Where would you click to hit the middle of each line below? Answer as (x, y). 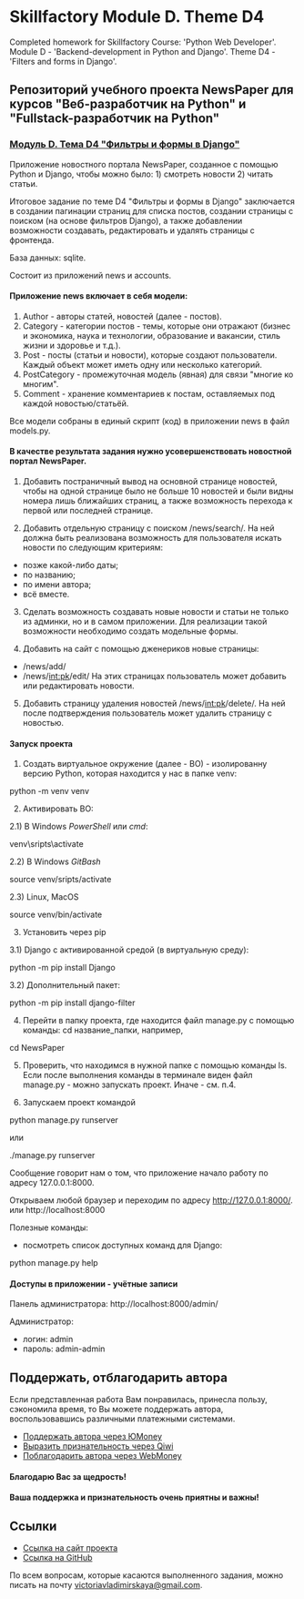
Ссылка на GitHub (57, 1558)
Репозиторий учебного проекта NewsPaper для (152, 90)
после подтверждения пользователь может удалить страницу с (147, 713)
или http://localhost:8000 (57, 1210)
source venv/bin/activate (56, 915)
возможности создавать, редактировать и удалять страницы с (132, 230)
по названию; (49, 575)
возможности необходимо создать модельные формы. (130, 631)
